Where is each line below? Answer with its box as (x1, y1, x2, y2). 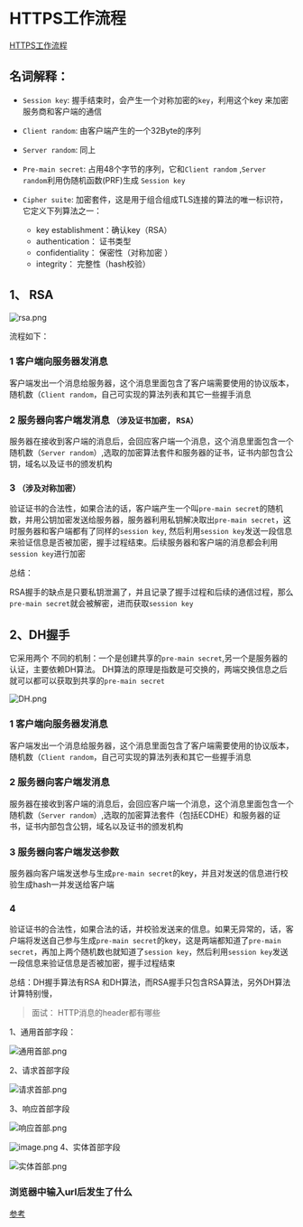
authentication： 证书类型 (35, 236, 132, 247)
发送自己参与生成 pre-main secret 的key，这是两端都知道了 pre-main (32, 935, 281, 946)
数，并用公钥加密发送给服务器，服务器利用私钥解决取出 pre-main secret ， (9, 514, 284, 525)
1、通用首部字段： (9, 1026, 77, 1037)
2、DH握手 (9, 627, 70, 642)
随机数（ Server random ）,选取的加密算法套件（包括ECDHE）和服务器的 (9, 810, 273, 820)
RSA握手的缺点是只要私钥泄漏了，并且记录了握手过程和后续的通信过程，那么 (9, 586, 294, 597)
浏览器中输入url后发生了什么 (9, 1185, 133, 1198)
